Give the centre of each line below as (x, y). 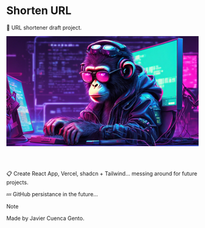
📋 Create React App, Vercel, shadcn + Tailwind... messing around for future (102, 173)
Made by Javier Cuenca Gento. (45, 218)
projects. (17, 182)
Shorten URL (39, 11)
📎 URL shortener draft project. (44, 28)
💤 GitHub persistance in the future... (52, 194)
